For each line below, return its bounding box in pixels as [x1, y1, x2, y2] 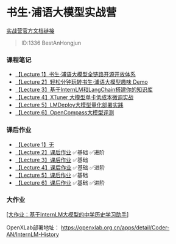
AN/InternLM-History [6, 231, 60, 238]
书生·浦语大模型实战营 [6, 6, 117, 20]
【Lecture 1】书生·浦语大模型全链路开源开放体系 [15, 71, 136, 78]
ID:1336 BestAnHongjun [21, 39, 82, 46]
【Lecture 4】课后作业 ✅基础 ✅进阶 [15, 163, 105, 171]
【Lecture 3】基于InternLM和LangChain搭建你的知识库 [15, 86, 153, 94]
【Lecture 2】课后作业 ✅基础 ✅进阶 [15, 148, 105, 156]
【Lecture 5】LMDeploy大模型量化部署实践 [15, 102, 124, 109]
